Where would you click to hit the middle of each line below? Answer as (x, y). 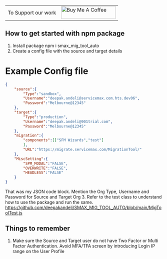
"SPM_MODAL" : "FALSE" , (46, 163)
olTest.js (14, 213)
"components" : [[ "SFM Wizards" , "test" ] (63, 140)
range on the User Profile (38, 251)
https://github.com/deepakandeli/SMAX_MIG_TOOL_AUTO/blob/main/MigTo (83, 207)
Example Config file (47, 71)
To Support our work (32, 12)
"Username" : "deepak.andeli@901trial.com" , (68, 121)
